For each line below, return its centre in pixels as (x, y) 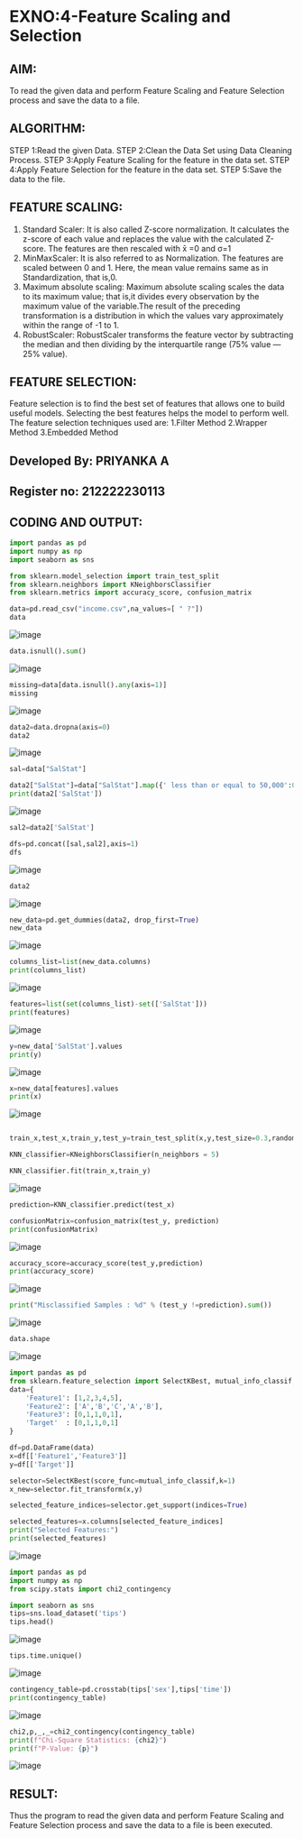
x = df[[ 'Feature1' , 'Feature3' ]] (68, 1456)
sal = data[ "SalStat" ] (48, 769)
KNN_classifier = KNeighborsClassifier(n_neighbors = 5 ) (115, 1155)
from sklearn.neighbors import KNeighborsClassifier (110, 584)
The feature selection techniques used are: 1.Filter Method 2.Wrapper (138, 423)
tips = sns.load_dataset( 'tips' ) (68, 1614)
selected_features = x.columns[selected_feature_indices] (116, 1522)
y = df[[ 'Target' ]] (42, 1464)
